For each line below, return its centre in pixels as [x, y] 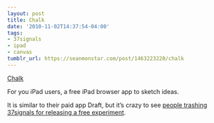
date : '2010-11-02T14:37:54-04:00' [59, 26]
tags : [15, 33]
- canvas [20, 53]
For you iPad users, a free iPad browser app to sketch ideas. [93, 91]
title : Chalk [26, 20]
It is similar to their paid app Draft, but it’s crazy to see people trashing [107, 105]
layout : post [26, 13]
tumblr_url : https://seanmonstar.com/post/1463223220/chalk [96, 59]
